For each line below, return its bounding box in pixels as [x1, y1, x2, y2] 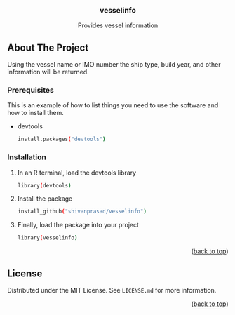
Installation [7, 152, 47, 162]
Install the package [17, 194, 73, 203]
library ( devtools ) [17, 182, 72, 189]
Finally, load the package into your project [17, 221, 139, 229]
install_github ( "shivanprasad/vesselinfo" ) [17, 208, 147, 215]
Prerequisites [7, 86, 54, 95]
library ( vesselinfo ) [17, 234, 78, 241]
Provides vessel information [77, 21, 159, 29]
